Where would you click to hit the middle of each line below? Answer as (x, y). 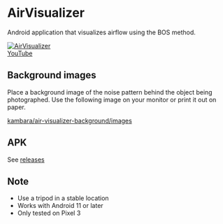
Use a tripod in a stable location (63, 198)
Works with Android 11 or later (60, 206)
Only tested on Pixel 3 (49, 213)
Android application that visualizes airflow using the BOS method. (101, 32)
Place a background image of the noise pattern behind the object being (110, 92)
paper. (16, 107)
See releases (26, 160)
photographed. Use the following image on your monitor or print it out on (112, 99)
